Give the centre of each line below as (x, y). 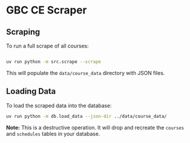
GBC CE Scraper (46, 10)
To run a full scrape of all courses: (48, 46)
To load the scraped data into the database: (59, 105)
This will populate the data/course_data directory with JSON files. (86, 73)
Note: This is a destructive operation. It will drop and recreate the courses (95, 127)
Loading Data (31, 91)
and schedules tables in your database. (53, 134)
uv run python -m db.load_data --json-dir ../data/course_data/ (86, 116)
